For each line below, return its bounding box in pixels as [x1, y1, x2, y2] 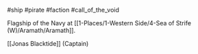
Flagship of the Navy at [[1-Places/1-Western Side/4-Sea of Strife [7, 19, 192, 27]
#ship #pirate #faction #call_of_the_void [7, 6, 120, 14]
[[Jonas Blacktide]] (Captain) [7, 40, 89, 47]
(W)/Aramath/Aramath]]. [7, 27, 76, 34]
